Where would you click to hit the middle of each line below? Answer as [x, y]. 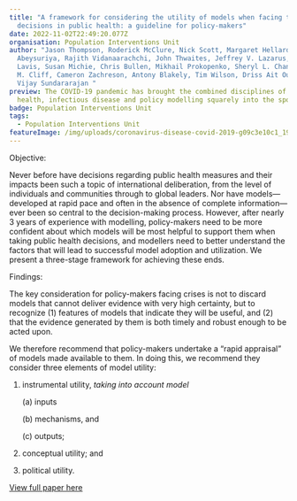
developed [29, 203]
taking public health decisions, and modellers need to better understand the [147, 241]
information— [263, 203]
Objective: [28, 158]
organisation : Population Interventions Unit [94, 42]
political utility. [48, 470]
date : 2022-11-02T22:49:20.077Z [69, 34]
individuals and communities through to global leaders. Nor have [127, 193]
